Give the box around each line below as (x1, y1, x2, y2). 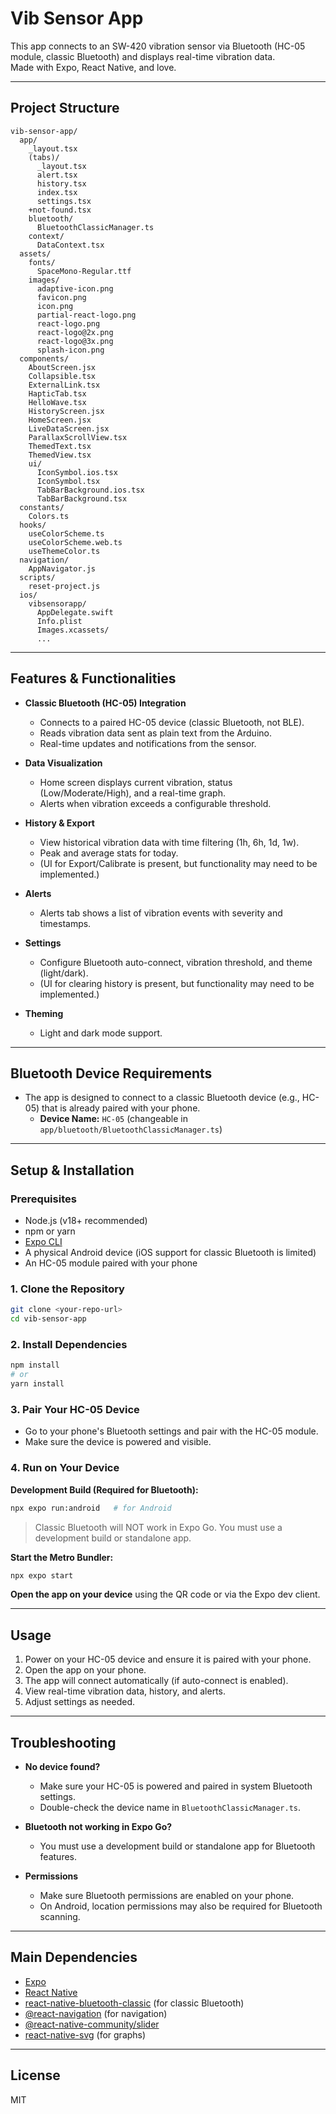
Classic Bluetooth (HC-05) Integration (24, 697, 187, 709)
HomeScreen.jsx (28, 415, 92, 425)
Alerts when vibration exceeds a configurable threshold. (39, 797, 272, 809)
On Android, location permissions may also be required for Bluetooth (39, 1900, 323, 1912)
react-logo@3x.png (36, 336, 114, 346)
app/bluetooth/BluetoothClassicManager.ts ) (39, 1123, 223, 1136)
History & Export (24, 817, 95, 829)
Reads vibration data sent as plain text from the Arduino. (39, 727, 272, 739)
